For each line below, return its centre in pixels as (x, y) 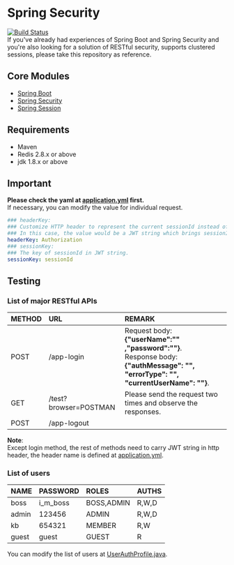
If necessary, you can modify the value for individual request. (95, 208)
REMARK (140, 319)
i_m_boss (54, 503)
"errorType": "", (152, 375)
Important (29, 183)
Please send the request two (171, 394)
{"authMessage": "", (159, 366)
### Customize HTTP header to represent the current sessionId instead (113, 227)
